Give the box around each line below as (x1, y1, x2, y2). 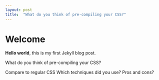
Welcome (5, 33, 45, 45)
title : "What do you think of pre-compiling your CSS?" (5, 12, 126, 17)
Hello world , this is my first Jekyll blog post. (5, 50, 96, 56)
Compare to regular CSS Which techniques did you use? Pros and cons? (5, 69, 154, 75)
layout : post (5, 7, 32, 12)
